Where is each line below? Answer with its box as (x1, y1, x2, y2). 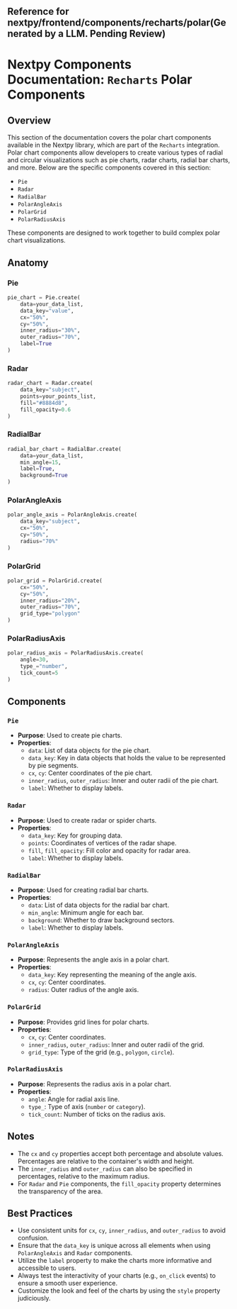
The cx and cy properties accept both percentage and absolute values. (17, 1149, 224, 1158)
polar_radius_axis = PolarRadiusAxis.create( (7, 650, 144, 657)
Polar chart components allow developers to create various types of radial (7, 148, 224, 157)
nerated (7, 28, 43, 40)
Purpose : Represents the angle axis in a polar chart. (17, 955, 170, 964)
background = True (20, 472, 69, 479)
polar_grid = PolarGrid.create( (7, 577, 103, 584)
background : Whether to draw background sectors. (28, 915, 175, 924)
